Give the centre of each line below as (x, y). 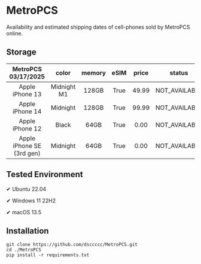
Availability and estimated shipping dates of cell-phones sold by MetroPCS (98, 27)
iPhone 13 (27, 94)
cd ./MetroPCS (24, 250)
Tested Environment (45, 175)
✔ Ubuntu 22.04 (26, 189)
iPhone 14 (27, 111)
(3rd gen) (27, 153)
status (179, 72)
